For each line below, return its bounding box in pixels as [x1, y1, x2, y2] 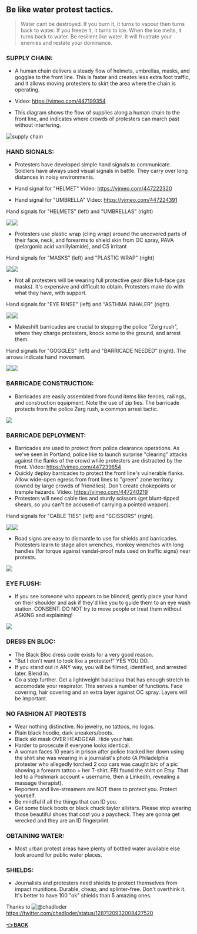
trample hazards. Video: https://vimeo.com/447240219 [14, 489, 148, 495]
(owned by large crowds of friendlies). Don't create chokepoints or [14, 482, 176, 489]
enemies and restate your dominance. [20, 39, 113, 46]
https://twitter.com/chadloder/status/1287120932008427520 [6, 910, 153, 917]
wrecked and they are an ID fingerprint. [14, 817, 110, 824]
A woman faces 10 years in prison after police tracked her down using [14, 748, 184, 755]
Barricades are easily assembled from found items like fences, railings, [14, 392, 186, 400]
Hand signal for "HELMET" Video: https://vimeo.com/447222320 [14, 185, 172, 192]
